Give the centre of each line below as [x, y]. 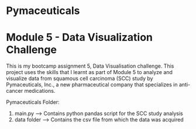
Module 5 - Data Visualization [80, 38]
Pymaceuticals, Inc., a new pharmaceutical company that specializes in [92, 85]
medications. [40, 91]
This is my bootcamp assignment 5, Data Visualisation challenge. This [90, 66]
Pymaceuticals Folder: [33, 102]
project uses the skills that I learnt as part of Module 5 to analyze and [89, 72]
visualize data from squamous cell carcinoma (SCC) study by [80, 79]
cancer [15, 91]
